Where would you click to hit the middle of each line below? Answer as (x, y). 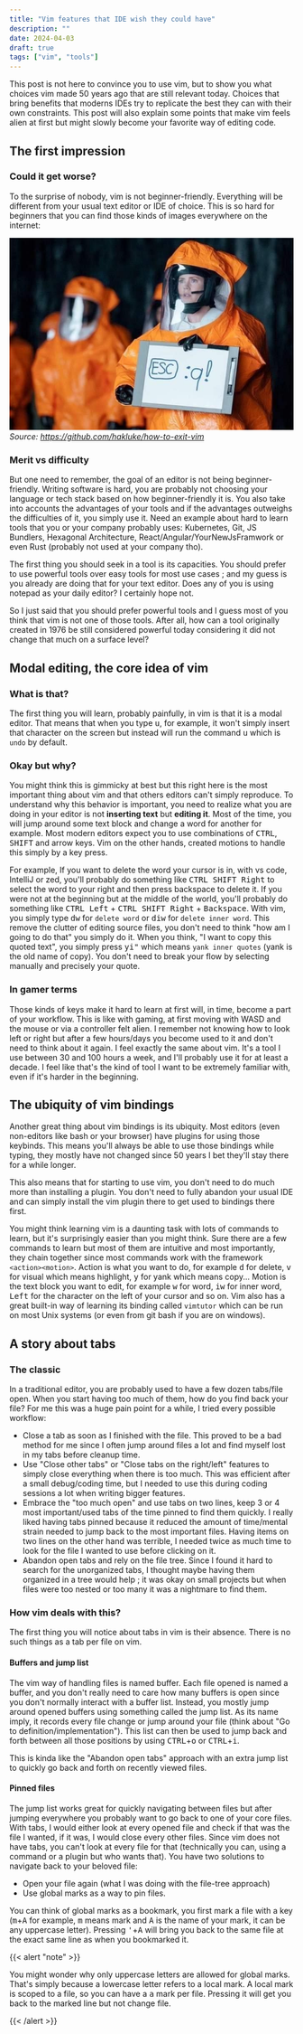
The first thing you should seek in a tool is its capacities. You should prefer (148, 564)
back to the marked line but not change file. (90, 2003)
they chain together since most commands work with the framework (136, 1257)
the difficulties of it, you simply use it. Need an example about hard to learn (149, 518)
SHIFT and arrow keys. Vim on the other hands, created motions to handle (147, 843)
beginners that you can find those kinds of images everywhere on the (138, 215)
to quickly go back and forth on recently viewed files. (108, 1767)
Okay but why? (43, 766)
